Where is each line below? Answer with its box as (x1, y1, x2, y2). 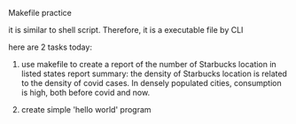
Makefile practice (8, 8, 72, 18)
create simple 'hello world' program (20, 105, 152, 114)
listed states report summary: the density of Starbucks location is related (20, 68, 287, 79)
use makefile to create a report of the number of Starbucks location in (20, 59, 277, 69)
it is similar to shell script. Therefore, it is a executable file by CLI (8, 25, 244, 35)
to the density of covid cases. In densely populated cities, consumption (20, 78, 282, 88)
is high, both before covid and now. (20, 88, 151, 97)
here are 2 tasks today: (8, 42, 92, 52)
